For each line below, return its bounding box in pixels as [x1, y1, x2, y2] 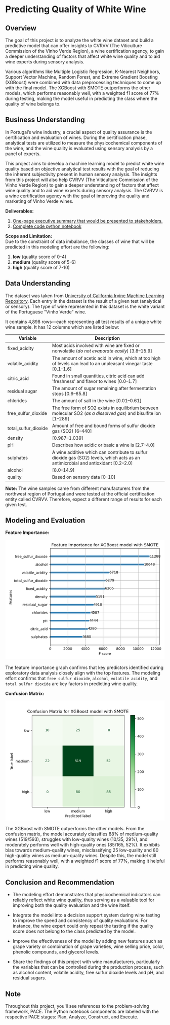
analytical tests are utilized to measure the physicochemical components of [5, 139, 163, 146]
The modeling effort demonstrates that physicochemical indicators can [12, 892, 161, 898]
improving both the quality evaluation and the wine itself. [12, 902, 131, 908]
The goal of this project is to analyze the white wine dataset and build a [5, 37, 154, 43]
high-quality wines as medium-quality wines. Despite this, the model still [5, 853, 156, 859]
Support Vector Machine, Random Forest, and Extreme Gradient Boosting [5, 74, 158, 80]
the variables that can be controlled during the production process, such [12, 964, 164, 970]
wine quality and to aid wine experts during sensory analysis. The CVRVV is [5, 187, 163, 193]
